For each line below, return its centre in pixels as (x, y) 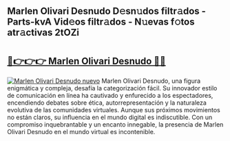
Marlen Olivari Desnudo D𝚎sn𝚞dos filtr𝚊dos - (107, 11)
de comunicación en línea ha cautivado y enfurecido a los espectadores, (110, 95)
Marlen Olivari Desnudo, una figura (151, 81)
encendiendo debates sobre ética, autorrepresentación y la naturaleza (107, 103)
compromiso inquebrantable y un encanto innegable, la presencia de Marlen (115, 125)
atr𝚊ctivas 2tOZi (43, 33)
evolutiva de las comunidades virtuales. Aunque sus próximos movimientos (114, 110)
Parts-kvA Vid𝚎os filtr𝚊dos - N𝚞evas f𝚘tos (101, 22)
